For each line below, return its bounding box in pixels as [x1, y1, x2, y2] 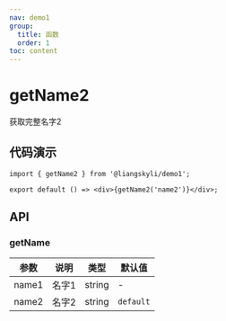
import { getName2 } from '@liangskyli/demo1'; [9, 169, 191, 178]
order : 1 [17, 38, 50, 48]
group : [9, 22, 34, 31]
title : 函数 [17, 30, 60, 39]
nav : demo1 [9, 13, 50, 22]
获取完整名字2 [9, 116, 62, 127]
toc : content [9, 47, 58, 56]
